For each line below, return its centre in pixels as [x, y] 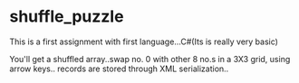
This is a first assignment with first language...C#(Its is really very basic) [144, 41]
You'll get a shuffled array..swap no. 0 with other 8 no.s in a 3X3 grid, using [150, 59]
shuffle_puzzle [67, 17]
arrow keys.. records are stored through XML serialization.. [119, 69]
